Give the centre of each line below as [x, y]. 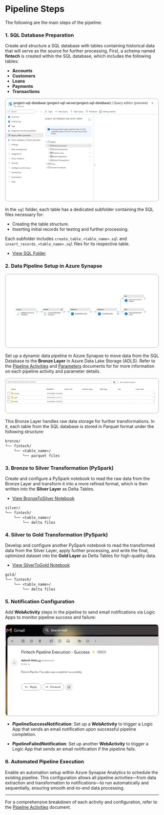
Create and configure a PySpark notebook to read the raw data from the [78, 478]
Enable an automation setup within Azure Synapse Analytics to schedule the [82, 772]
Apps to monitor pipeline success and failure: [51, 617]
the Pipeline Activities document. [38, 807]
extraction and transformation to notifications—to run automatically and [77, 783]
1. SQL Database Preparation [40, 35]
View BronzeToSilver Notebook [43, 498]
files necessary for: [24, 214]
